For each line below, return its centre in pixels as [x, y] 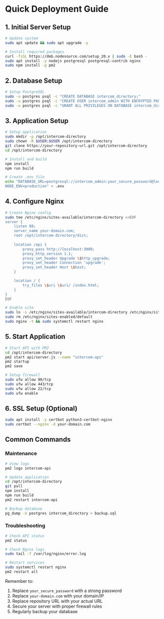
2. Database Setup [34, 81]
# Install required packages [35, 52]
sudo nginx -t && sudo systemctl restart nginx [54, 322]
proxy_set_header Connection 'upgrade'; [64, 263]
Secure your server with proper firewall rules [57, 606]
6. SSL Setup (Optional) [41, 408]
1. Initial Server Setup [38, 27]
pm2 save [14, 366]
